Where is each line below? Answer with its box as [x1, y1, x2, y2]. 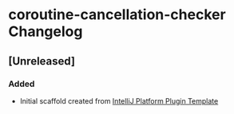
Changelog [8, 22, 83, 41]
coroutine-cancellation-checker [8, 6, 226, 24]
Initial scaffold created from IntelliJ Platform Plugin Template [19, 96, 219, 105]
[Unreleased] [8, 54, 76, 68]
